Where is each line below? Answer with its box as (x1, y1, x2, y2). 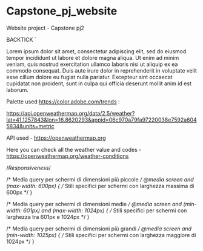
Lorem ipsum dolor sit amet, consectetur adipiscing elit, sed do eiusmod (6, 47, 187, 55)
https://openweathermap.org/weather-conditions (6, 152, 129, 160)
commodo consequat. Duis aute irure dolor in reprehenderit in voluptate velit (6, 67, 197, 74)
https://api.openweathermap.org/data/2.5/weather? (6, 109, 135, 117)
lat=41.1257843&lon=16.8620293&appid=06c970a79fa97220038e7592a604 (6, 116, 197, 123)
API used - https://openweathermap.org (6, 134, 106, 142)
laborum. (6, 86, 29, 93)
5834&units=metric (6, 122, 55, 129)
